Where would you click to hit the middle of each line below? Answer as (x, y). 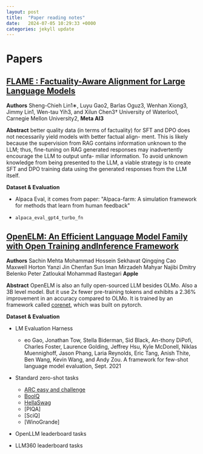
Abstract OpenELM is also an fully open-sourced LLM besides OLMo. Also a (102, 285)
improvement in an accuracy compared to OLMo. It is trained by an (90, 298)
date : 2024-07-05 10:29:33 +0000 (51, 23)
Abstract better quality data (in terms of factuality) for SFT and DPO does (98, 130)
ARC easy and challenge (55, 389)
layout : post (23, 12)
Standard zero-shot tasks (47, 378)
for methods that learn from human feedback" (72, 206)
